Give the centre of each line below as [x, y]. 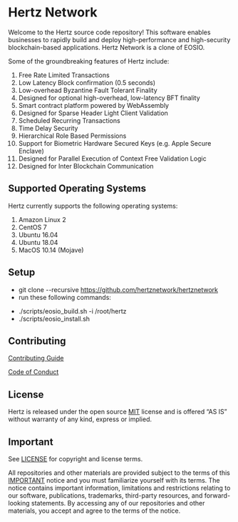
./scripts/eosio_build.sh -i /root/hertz [72, 311]
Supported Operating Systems [77, 189]
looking [19, 503]
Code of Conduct [33, 372]
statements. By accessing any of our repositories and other [118, 503]
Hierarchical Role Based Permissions [72, 136]
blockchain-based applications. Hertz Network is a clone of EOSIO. [107, 47]
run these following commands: [64, 297]
